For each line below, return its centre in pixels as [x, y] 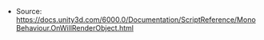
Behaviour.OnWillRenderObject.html [75, 28]
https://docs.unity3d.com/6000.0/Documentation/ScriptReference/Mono [136, 20]
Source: [29, 11]
